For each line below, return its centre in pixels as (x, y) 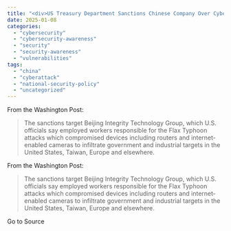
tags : (15, 65)
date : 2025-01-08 (32, 20)
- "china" (27, 71)
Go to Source (26, 221)
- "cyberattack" (36, 77)
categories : (24, 26)
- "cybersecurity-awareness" (55, 39)
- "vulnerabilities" (43, 58)
